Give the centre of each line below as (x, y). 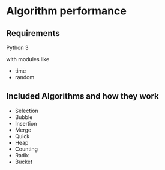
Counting (26, 149)
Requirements (33, 33)
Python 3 (17, 47)
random (25, 77)
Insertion (26, 123)
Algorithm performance (67, 11)
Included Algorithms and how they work (82, 96)
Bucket (24, 162)
